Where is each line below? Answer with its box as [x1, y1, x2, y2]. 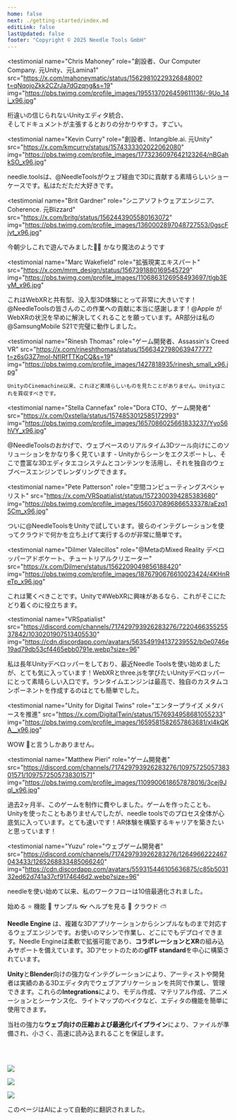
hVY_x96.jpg [7, 426, 44, 435]
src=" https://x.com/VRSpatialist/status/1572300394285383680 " [30, 491, 219, 500]
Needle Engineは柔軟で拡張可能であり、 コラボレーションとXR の [18, 937, 206, 946]
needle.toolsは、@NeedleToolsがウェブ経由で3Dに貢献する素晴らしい [7, 173, 211, 181]
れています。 [7, 955, 44, 964]
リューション [7, 450, 44, 459]
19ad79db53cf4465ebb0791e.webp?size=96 [7, 645, 138, 653]
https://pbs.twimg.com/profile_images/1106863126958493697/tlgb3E [25, 273, 228, 282]
